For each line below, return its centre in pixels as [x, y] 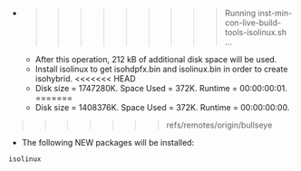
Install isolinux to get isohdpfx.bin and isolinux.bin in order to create [161, 69]
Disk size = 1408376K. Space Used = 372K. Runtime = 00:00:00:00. [162, 107]
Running [240, 13]
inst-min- [275, 13]
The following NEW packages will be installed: [108, 142]
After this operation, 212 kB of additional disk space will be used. [156, 59]
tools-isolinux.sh [256, 32]
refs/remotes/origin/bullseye [219, 125]
